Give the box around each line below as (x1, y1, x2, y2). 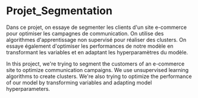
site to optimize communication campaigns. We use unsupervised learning (6, 66, 189, 73)
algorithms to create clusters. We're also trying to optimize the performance (6, 73, 192, 80)
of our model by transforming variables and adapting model (6, 79, 152, 86)
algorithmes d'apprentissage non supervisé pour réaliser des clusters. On (6, 36, 187, 43)
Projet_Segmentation (6, 4, 113, 18)
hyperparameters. (6, 85, 51, 92)
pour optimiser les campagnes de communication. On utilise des (6, 30, 164, 37)
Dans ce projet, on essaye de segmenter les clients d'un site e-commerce (6, 24, 187, 31)
